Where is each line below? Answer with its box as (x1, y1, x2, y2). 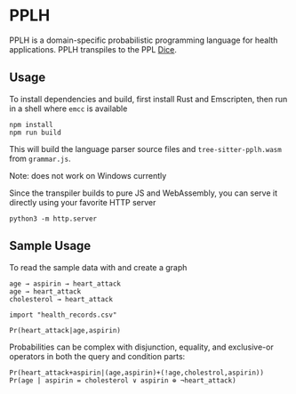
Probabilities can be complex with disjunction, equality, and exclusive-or (9, 342, 274, 352)
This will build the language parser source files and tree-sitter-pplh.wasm (9, 143, 282, 154)
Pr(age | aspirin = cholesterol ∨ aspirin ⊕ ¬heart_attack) (9, 375, 237, 385)
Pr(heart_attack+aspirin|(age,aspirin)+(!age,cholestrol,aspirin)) (9, 368, 265, 377)
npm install (9, 120, 53, 129)
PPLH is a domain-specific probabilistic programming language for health (9, 35, 278, 45)
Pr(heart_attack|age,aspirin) (9, 326, 122, 334)
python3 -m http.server (9, 214, 98, 223)
